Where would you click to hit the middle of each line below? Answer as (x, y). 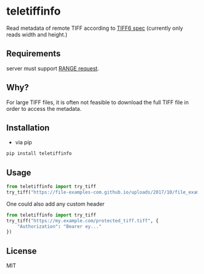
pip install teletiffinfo (39, 153)
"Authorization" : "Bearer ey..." (59, 227)
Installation (28, 128)
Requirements (33, 54)
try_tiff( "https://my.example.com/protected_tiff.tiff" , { (83, 220)
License (22, 251)
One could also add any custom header (56, 204)
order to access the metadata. (44, 108)
